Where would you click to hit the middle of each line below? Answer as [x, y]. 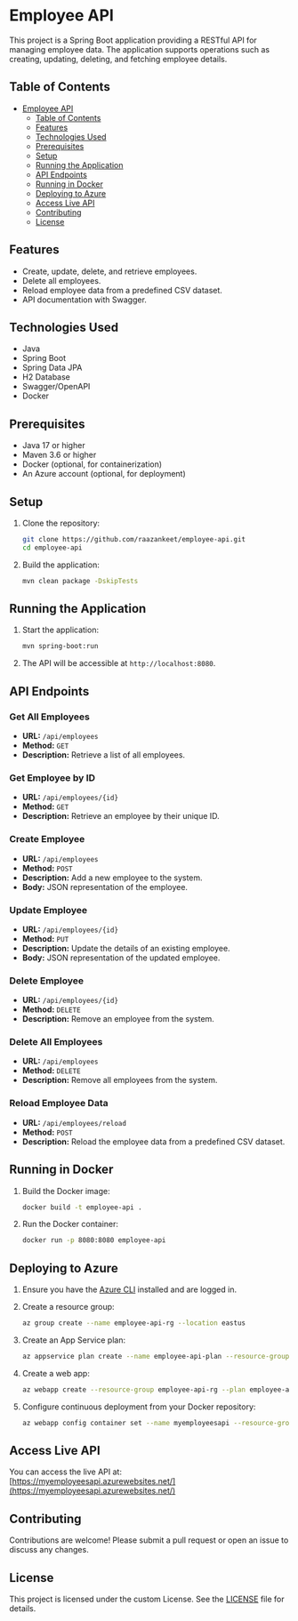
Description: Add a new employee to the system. [112, 878]
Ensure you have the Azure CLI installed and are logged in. [129, 1289]
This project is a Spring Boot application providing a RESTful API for [133, 40]
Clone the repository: [61, 523]
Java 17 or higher [54, 445]
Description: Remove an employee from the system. [118, 1019]
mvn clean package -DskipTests [80, 581]
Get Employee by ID [52, 777]
